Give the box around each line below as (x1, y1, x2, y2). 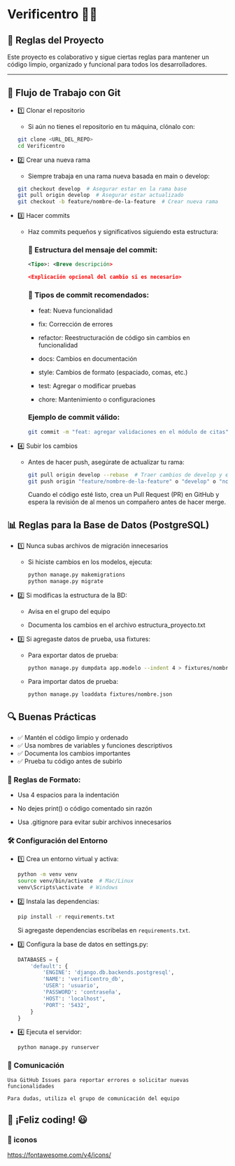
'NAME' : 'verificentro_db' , (43, 975, 124, 983)
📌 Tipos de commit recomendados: (27, 290, 149, 300)
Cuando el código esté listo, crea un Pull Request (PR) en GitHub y (27, 491, 220, 499)
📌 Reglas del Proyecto (7, 34, 104, 46)
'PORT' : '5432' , (43, 1001, 90, 1008)
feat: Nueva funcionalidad (38, 306, 113, 315)
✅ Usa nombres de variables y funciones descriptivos (17, 741, 173, 749)
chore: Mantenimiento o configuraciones (38, 395, 156, 404)
